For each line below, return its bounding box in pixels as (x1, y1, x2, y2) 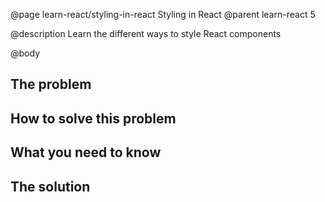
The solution (10, 178, 91, 195)
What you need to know (10, 144, 162, 161)
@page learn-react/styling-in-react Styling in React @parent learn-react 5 (10, 9, 316, 20)
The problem (10, 76, 92, 93)
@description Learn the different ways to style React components (10, 28, 282, 39)
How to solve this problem (10, 110, 177, 127)
